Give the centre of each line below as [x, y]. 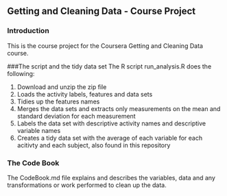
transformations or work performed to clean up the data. [87, 185]
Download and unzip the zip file [62, 87]
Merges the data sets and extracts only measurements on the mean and [119, 108]
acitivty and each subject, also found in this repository [94, 145]
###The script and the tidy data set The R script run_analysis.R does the [109, 66]
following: [21, 73]
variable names [39, 130]
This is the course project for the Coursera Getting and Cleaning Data [105, 46]
